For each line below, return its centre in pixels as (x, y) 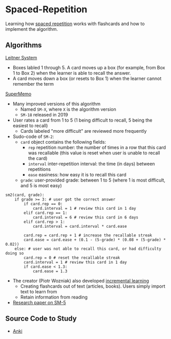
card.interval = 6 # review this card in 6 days (85, 217)
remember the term (33, 84)
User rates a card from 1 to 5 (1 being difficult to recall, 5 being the (82, 120)
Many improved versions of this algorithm (57, 104)
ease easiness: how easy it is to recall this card (77, 174)
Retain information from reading (54, 297)
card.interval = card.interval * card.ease (80, 226)
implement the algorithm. (32, 29)
